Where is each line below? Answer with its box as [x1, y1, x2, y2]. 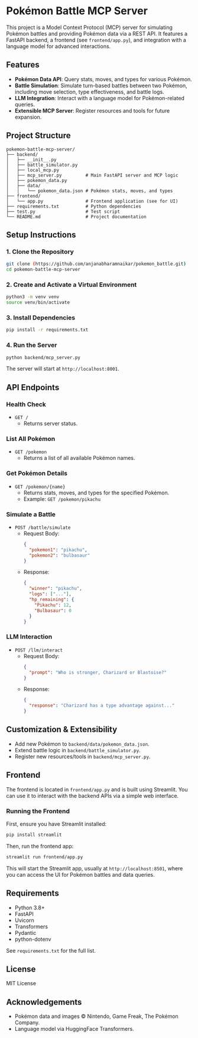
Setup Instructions [6, 229, 76, 239]
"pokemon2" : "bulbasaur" [28, 552, 90, 558]
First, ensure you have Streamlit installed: [6, 820, 107, 828]
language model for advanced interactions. [6, 43, 111, 50]
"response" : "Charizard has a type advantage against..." [28, 702, 175, 709]
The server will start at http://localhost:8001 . [6, 365, 119, 372]
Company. [14, 1019, 40, 1026]
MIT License [6, 980, 37, 987]
